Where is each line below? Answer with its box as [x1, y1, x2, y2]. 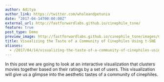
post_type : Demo [5, 30, 38, 34]
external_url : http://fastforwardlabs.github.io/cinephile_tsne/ [5, 20, 141, 26]
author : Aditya [5, 7, 36, 12]
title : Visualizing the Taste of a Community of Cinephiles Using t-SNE [5, 39, 156, 44]
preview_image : [5, 34, 36, 39]
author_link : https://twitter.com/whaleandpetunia [5, 12, 110, 16]
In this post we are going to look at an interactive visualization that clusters [5, 61, 155, 67]
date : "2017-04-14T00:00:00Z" [5, 16, 67, 21]
